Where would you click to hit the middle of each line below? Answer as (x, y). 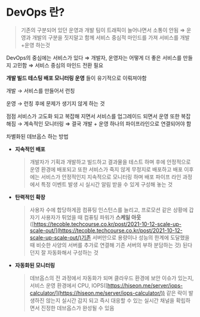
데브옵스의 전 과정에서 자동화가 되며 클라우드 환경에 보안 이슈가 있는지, (112, 278)
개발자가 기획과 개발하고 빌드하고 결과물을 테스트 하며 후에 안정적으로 (110, 162)
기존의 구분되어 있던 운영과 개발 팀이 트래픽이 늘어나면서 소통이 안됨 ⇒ (103, 30)
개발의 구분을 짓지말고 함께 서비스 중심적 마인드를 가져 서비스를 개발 (111, 37)
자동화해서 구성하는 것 (73, 252)
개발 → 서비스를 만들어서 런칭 (41, 90)
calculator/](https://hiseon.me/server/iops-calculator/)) (97, 293)
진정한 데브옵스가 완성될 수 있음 (78, 308)
